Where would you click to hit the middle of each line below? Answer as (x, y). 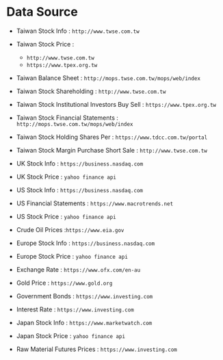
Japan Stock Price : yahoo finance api (71, 335)
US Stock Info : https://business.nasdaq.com (79, 190)
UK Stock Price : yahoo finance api (66, 177)
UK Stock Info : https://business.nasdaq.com (80, 163)
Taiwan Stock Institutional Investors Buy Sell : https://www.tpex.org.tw (116, 104)
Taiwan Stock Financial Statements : (67, 118)
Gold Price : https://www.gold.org (64, 283)
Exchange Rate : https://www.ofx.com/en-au (78, 269)
